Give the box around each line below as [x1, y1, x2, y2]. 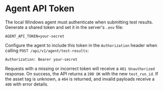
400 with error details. [5, 81, 48, 87]
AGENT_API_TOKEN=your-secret [5, 34, 65, 39]
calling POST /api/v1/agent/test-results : [5, 47, 89, 53]
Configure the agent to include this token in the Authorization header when [5, 42, 158, 48]
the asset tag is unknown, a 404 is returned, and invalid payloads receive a [5, 76, 155, 82]
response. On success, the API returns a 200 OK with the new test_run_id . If [5, 70, 158, 76]
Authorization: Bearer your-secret [5, 57, 78, 62]
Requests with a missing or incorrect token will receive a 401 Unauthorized [5, 66, 155, 71]
